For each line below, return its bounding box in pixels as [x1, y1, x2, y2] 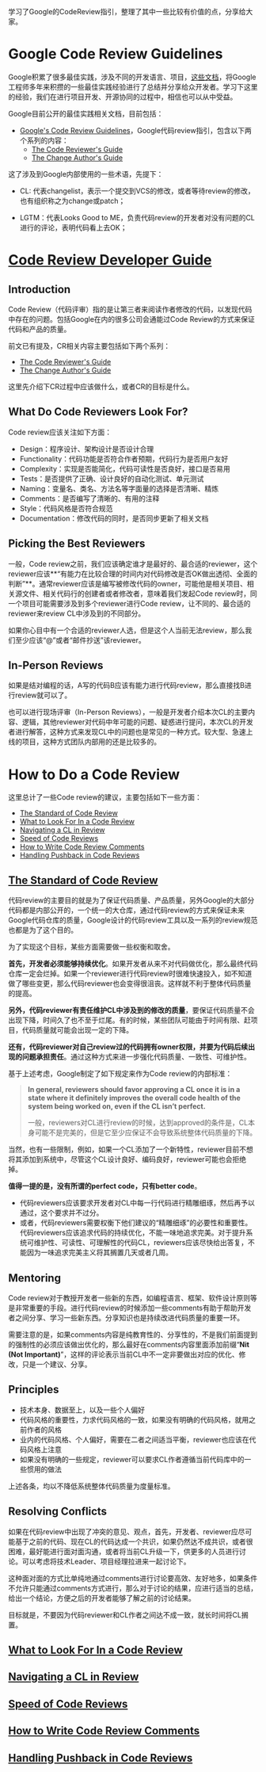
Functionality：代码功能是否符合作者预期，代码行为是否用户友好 [19, 454, 229, 464]
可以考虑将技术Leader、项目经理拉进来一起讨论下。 [21, 1556, 192, 1566]
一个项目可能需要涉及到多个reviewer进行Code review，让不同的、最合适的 [8, 598, 251, 608]
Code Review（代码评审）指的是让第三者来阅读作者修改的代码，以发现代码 [8, 304, 253, 314]
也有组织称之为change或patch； [19, 196, 126, 205]
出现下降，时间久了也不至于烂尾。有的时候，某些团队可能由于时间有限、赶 [8, 1015, 251, 1025]
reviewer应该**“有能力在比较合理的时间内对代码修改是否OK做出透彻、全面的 [8, 569, 258, 579]
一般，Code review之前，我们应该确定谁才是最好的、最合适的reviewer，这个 [8, 559, 258, 568]
